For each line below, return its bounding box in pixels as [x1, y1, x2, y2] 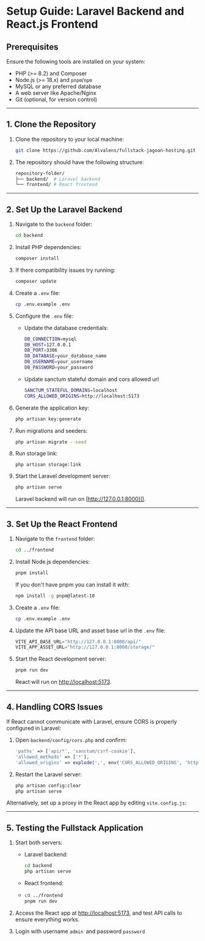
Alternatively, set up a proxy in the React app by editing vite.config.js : [6, 799, 187, 806]
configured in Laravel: [6, 724, 62, 732]
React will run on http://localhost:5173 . [15, 678, 112, 686]
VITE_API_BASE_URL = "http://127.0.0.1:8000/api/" [15, 639, 142, 645]
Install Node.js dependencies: [15, 558, 90, 565]
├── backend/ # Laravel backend [15, 176, 101, 182]
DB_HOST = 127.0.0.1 [24, 342, 71, 348]
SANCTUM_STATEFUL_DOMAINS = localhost [24, 387, 118, 393]
